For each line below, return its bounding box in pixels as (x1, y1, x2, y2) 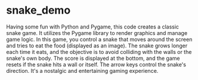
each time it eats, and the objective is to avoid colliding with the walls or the (6, 48, 192, 55)
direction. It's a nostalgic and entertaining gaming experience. (6, 67, 159, 74)
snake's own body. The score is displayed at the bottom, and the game (6, 55, 180, 62)
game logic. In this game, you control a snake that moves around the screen (6, 36, 193, 43)
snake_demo (6, 4, 71, 17)
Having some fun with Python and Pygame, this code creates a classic (6, 23, 180, 30)
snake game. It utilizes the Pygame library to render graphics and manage (6, 29, 188, 36)
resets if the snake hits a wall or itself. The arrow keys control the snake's (6, 60, 187, 68)
